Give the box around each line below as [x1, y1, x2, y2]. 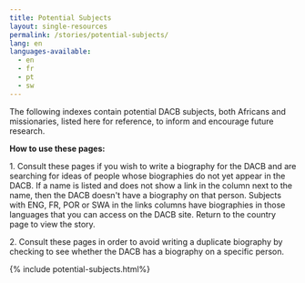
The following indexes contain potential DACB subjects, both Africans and [9, 106, 287, 116]
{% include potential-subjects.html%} [9, 263, 151, 274]
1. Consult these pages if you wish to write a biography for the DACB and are [9, 160, 297, 171]
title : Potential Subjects [9, 13, 112, 23]
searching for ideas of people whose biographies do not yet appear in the [9, 170, 286, 181]
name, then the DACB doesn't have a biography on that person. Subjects [9, 189, 282, 200]
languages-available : [9, 47, 92, 56]
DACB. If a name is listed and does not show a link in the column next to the [9, 179, 293, 191]
